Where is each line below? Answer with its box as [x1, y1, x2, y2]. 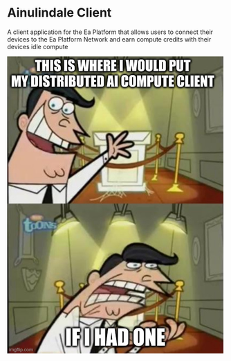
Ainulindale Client [7, 5, 112, 21]
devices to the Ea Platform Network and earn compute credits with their [7, 35, 212, 43]
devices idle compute [7, 42, 68, 51]
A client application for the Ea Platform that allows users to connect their [7, 28, 213, 36]
